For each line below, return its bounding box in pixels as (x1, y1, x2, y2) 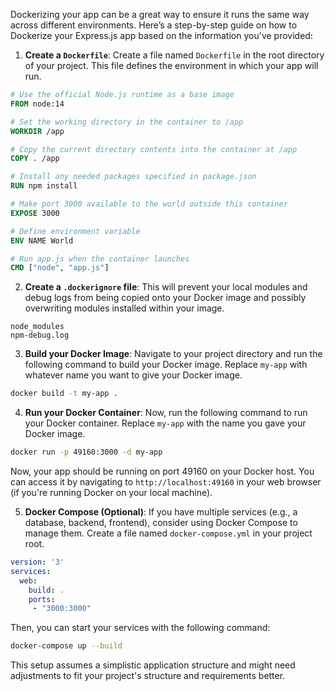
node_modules (10, 322, 65, 332)
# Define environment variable (10, 226, 141, 236)
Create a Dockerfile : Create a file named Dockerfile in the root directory (24, 49, 325, 61)
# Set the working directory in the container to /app (10, 117, 244, 127)
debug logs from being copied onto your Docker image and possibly (24, 292, 307, 304)
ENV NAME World (10, 235, 74, 246)
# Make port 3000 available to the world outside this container (10, 199, 288, 209)
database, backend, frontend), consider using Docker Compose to (24, 517, 298, 528)
